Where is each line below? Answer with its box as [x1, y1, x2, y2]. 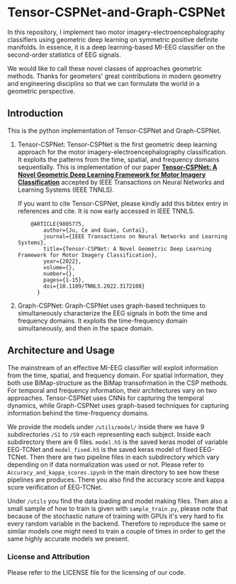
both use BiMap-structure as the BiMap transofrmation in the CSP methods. [7, 378, 229, 387]
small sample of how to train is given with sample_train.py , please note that [7, 504, 228, 512]
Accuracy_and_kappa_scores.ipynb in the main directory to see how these [7, 467, 220, 476]
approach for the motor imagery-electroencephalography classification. [17, 147, 227, 156]
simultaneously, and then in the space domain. [17, 324, 154, 332]
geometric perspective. [7, 87, 76, 95]
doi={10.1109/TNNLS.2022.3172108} [43, 282, 145, 290]
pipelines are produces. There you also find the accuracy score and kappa [7, 475, 225, 484]
